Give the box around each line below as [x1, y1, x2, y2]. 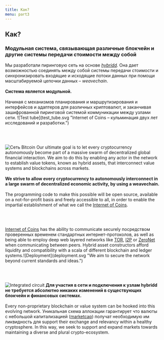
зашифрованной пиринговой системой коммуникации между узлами [5, 110, 151, 115]
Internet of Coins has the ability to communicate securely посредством [5, 227, 150, 232]
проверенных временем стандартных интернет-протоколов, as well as [5, 231, 154, 237]
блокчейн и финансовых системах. [5, 293, 82, 299]
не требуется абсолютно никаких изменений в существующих [5, 287, 142, 294]
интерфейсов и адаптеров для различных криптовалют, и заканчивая [5, 104, 151, 110]
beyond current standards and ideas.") [5, 258, 83, 264]
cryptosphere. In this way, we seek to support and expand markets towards [5, 324, 158, 330]
